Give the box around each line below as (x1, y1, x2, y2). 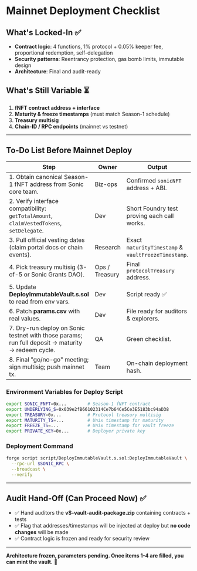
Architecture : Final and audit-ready (14, 68, 101, 75)
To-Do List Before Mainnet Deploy (6, 146, 133, 156)
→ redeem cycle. (9, 346, 56, 354)
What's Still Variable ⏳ (6, 86, 90, 96)
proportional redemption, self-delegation (14, 49, 113, 56)
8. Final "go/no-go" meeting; (9, 355, 89, 363)
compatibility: (9, 204, 47, 212)
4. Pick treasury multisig (9, 263, 76, 271)
